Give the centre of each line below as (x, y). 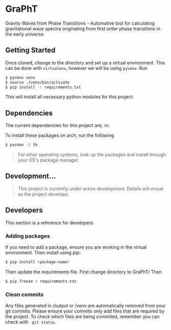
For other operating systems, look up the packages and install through (92, 155)
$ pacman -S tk (22, 145)
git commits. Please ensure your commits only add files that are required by (85, 311)
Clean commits (24, 295)
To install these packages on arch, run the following (60, 135)
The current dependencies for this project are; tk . (58, 125)
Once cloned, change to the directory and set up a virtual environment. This (85, 63)
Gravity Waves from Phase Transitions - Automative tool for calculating (80, 23)
